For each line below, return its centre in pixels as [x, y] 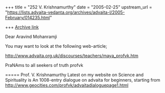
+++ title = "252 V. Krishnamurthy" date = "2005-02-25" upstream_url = [79, 7]
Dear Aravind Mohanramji [31, 37]
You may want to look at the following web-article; [56, 46]
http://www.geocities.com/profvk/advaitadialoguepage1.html [67, 85]
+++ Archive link [22, 27]
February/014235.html [28, 17]
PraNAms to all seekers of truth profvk [44, 65]
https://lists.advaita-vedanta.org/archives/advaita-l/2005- [66, 12]
